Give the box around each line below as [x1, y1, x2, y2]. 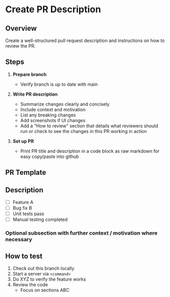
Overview [5, 24, 37, 33]
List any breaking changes [20, 111, 76, 118]
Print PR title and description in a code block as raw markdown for [20, 148, 160, 154]
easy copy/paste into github [20, 153, 79, 159]
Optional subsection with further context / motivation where [5, 230, 158, 237]
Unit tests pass [12, 211, 44, 217]
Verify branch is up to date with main [20, 81, 98, 87]
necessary [5, 236, 32, 243]
